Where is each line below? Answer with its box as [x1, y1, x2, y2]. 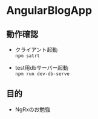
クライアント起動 [15, 46, 58, 53]
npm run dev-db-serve [15, 71, 70, 77]
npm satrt [15, 53, 41, 59]
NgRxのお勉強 [15, 106, 50, 113]
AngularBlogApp [6, 4, 93, 17]
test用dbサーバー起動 [15, 64, 68, 71]
